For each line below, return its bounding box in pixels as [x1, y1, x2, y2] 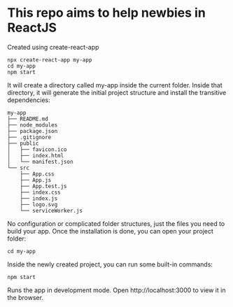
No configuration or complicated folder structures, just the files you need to [7, 219, 225, 228]
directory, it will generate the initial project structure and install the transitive [7, 88, 227, 97]
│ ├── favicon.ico [7, 145, 68, 153]
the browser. [7, 293, 44, 301]
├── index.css [20, 189, 61, 196]
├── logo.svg [20, 201, 58, 208]
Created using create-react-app [7, 43, 99, 51]
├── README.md [7, 115, 49, 122]
